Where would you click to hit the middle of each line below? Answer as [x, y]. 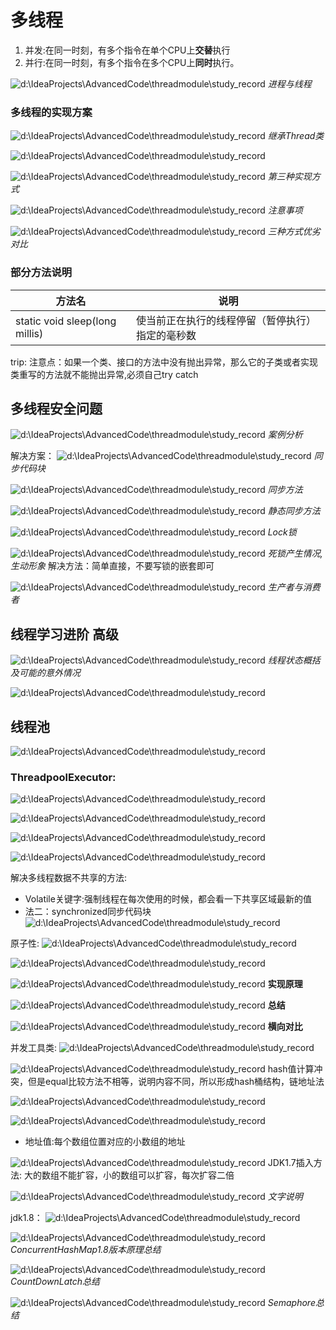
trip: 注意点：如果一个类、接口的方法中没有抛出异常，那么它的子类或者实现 [164, 362]
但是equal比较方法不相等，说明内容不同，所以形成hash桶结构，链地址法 [176, 1082]
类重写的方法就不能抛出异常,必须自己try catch [104, 374]
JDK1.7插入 [290, 1163]
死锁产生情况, [295, 553]
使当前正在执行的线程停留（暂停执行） [226, 320]
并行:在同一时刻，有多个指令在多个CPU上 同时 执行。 [132, 62]
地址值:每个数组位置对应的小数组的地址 [105, 1142]
